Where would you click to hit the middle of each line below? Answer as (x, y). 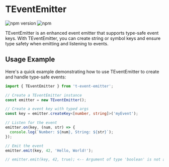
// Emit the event (24, 146)
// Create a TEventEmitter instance (44, 95)
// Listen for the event (31, 123)
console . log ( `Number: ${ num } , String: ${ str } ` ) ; (62, 132)
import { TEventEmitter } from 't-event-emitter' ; (59, 86)
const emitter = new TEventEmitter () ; (46, 100)
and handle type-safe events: (36, 77)
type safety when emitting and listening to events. (57, 43)
